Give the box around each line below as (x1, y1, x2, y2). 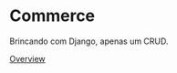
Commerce (9, 5, 96, 26)
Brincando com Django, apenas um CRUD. (9, 36, 169, 47)
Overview (9, 53, 46, 64)
